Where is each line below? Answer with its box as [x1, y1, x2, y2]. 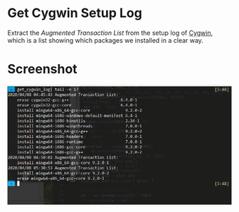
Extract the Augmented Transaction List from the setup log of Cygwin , [7, 28, 213, 37]
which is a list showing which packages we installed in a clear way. [7, 36, 204, 44]
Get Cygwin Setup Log [7, 5, 142, 21]
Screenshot [7, 61, 78, 78]
